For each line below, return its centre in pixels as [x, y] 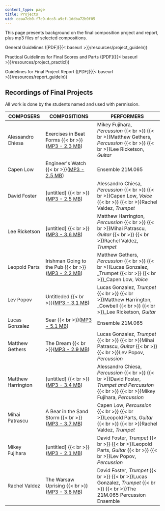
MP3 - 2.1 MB [64, 454]
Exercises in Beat [65, 134]
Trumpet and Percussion [125, 385]
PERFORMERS [127, 116]
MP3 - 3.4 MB [64, 385]
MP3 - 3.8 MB [64, 492]
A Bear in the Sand [67, 412]
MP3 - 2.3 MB [64, 146]
